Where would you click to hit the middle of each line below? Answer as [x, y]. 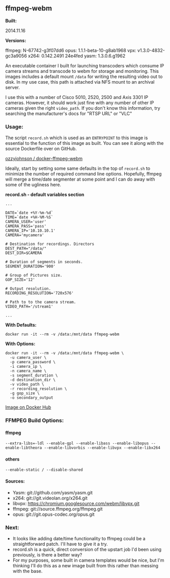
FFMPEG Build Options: [35, 420]
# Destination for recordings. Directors [50, 244]
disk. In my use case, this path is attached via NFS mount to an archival [80, 82]
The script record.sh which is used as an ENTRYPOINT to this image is [77, 138]
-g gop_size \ [25, 393]
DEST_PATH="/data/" [26, 249]
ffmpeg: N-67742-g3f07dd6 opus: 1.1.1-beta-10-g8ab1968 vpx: [71, 50]
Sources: [15, 481]
